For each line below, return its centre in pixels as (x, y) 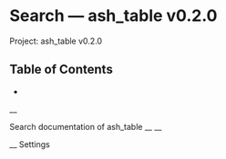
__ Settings (30, 144)
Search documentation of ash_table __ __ (86, 126)
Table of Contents (62, 70)
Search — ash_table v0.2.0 (113, 16)
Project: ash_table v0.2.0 (56, 41)
